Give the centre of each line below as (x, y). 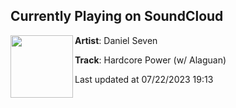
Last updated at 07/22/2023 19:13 (144, 79)
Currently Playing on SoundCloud (117, 16)
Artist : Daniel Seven (116, 40)
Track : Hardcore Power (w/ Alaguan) (150, 60)
